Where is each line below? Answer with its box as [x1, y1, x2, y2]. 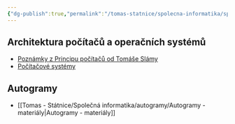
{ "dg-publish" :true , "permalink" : [7, 10, 105, 18]
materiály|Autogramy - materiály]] [17, 109, 115, 117]
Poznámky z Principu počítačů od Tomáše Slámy [17, 55, 159, 63]
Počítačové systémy [17, 62, 76, 71]
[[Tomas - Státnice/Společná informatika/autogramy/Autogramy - [17, 101, 206, 109]
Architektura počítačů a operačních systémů [7, 36, 206, 48]
